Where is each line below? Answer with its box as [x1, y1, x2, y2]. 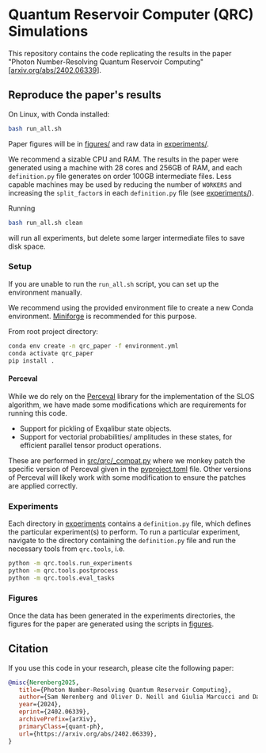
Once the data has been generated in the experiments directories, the [8, 610, 236, 620]
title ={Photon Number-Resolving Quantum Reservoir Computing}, [18, 686, 232, 694]
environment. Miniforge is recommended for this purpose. [8, 311, 197, 321]
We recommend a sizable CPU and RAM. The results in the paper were [8, 154, 239, 164]
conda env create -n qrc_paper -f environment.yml [8, 342, 179, 350]
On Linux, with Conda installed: [8, 109, 110, 119]
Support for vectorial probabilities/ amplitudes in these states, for [19, 432, 233, 441]
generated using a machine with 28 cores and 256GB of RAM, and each [8, 162, 243, 172]
